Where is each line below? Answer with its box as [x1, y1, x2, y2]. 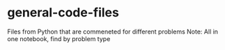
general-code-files [7, 5, 120, 21]
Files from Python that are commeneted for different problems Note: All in [7, 27, 218, 36]
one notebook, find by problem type [7, 34, 111, 42]
